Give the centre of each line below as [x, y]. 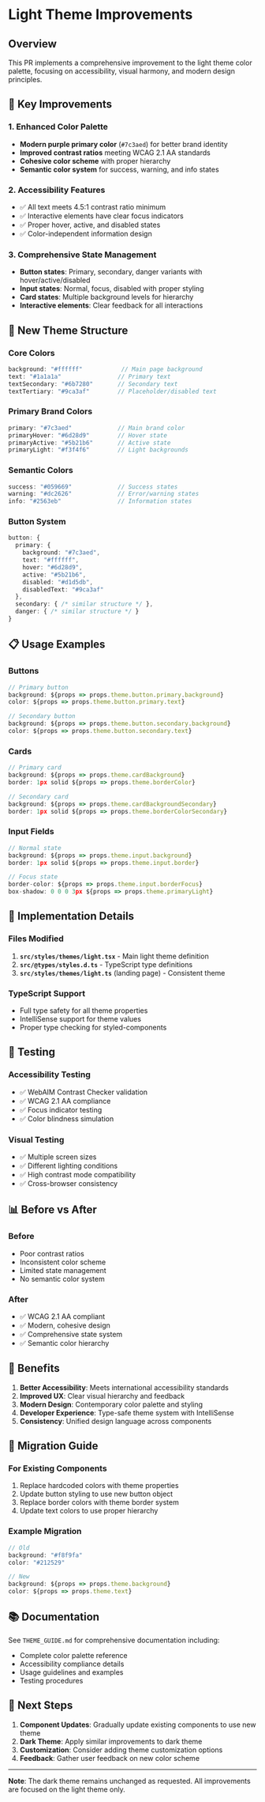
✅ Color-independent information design [86, 233]
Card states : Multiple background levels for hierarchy [106, 297]
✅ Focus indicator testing [61, 1109]
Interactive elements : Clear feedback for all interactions [111, 305]
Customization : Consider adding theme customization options [121, 1750]
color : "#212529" [37, 1562]
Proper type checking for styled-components [93, 1027]
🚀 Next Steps [41, 1706]
